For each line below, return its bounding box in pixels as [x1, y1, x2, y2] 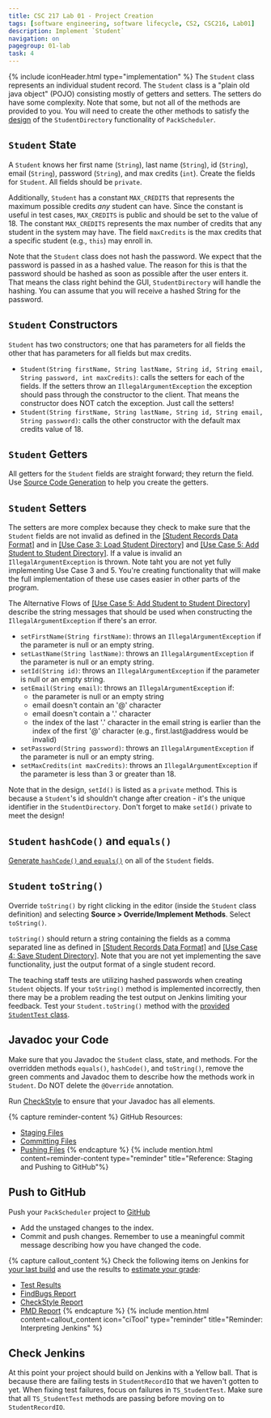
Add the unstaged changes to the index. [19, 1223, 155, 1232]
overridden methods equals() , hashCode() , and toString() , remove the [8, 1063, 244, 1073]
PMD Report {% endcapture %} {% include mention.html [19, 1305, 209, 1315]
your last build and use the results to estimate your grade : [8, 1264, 201, 1274]
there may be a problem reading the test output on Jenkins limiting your [8, 992, 248, 1002]
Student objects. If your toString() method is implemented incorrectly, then [8, 984, 261, 993]
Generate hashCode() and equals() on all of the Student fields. [8, 856, 214, 865]
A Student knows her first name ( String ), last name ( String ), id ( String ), [8, 160, 248, 169]
